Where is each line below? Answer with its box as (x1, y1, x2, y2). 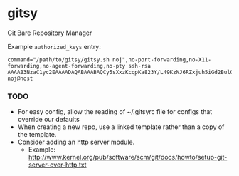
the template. (17, 130, 57, 139)
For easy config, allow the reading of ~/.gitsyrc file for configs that (17, 108, 213, 116)
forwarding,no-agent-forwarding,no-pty (7, 62, 126, 69)
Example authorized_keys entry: (7, 42, 101, 51)
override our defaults (17, 115, 80, 124)
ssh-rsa (128, 62, 152, 69)
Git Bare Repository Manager (7, 29, 92, 37)
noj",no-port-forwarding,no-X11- (112, 56, 212, 63)
